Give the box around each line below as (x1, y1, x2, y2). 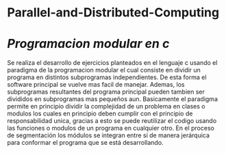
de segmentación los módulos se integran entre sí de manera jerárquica (7, 131, 210, 139)
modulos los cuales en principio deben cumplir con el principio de (7, 109, 193, 117)
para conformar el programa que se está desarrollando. (7, 139, 164, 147)
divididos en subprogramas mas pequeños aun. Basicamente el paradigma (7, 95, 218, 103)
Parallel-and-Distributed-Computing (7, 5, 220, 20)
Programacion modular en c (7, 36, 170, 52)
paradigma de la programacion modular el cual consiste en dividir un (7, 66, 201, 74)
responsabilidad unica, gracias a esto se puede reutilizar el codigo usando (7, 117, 217, 125)
